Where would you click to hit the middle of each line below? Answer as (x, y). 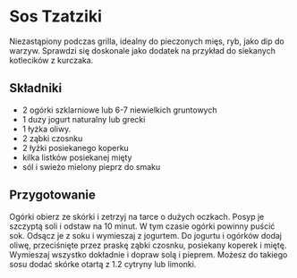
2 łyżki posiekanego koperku (76, 147)
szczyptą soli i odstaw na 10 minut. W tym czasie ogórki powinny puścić (142, 226)
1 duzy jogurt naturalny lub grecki (84, 119)
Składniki (36, 88)
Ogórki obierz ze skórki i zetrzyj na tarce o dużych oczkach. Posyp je (137, 216)
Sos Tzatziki (56, 17)
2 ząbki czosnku (52, 138)
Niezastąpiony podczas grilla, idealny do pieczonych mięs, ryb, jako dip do (147, 41)
